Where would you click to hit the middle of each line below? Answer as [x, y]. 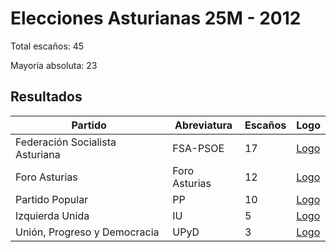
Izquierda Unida [52, 215]
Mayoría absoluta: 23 [54, 65]
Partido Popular [52, 199]
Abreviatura [203, 125]
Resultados [46, 97]
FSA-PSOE [198, 148]
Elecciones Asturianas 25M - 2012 [156, 18]
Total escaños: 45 [47, 46]
